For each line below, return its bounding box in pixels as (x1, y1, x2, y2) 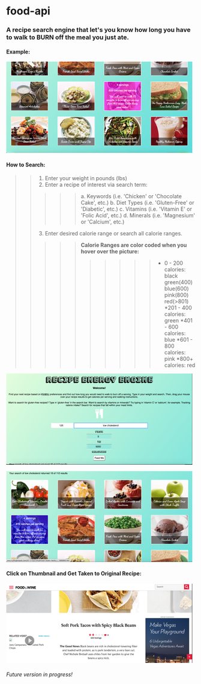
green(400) (164, 278, 193, 286)
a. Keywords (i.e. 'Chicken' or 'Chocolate (80, 192, 182, 199)
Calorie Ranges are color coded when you (80, 241, 187, 249)
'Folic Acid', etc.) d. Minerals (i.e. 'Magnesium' (80, 211, 196, 219)
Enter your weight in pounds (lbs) (44, 174, 128, 181)
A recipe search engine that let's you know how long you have (6, 26, 191, 34)
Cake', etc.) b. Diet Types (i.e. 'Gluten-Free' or (80, 199, 195, 206)
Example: (6, 48, 31, 55)
